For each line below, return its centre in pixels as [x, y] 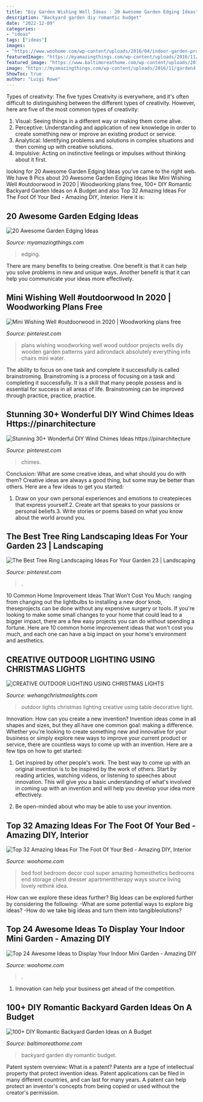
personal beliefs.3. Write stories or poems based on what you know [99, 511]
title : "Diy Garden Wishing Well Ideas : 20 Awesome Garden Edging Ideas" [102, 12]
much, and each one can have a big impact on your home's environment [96, 634]
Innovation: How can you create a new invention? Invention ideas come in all [101, 719]
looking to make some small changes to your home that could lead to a [94, 615]
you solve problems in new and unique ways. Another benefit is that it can [98, 272]
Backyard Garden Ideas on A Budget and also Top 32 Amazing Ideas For [96, 191]
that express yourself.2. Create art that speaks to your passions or [97, 504]
